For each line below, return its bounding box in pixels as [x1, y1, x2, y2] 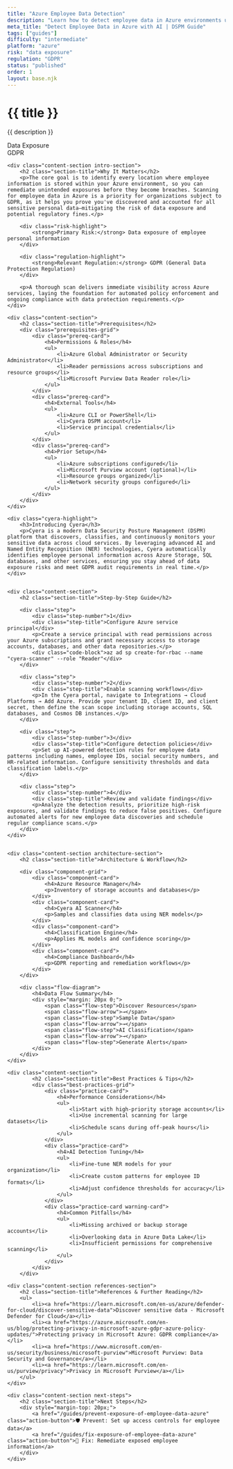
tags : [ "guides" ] [7, 29, 58, 37]
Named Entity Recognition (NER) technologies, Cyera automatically [7, 546, 207, 553]
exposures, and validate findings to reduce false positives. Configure [7, 808, 222, 815]
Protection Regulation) [7, 266, 76, 273]
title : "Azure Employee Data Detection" [7, 10, 126, 17]
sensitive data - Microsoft [143, 1307, 225, 1314]
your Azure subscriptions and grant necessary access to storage [7, 637, 200, 644]
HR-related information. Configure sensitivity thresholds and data [7, 759, 209, 766]
